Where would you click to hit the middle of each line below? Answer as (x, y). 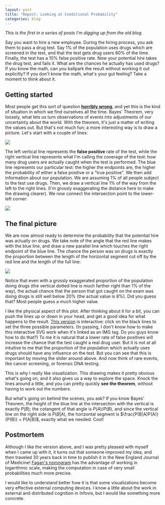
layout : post (18, 10)
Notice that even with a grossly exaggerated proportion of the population (79, 280)
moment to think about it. (31, 79)
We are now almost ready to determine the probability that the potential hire (82, 235)
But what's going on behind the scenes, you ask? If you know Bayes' (75, 398)
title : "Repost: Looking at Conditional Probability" (62, 14)
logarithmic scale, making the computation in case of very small (70, 467)
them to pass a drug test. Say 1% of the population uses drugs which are (79, 48)
